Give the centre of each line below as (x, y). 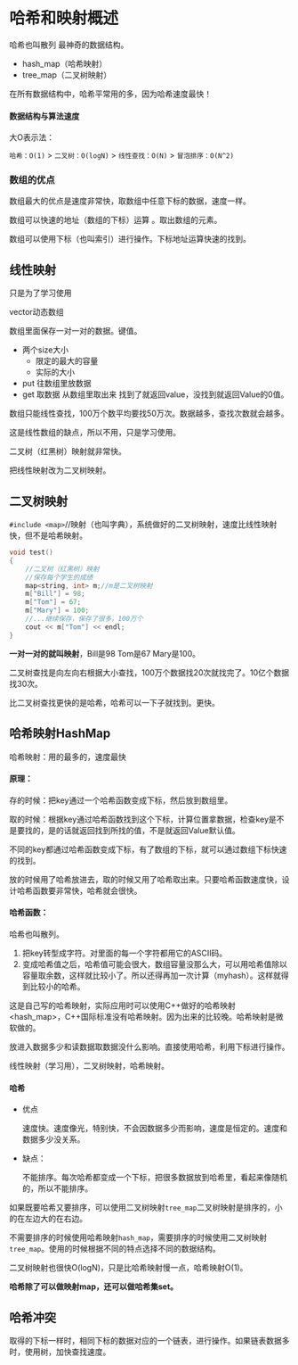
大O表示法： (32, 137)
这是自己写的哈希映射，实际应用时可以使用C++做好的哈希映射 (122, 1005)
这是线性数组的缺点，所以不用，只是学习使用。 (95, 433)
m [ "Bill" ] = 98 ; (56, 594)
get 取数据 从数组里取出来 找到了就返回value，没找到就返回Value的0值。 (155, 394)
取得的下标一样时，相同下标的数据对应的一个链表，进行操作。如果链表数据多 (149, 1340)
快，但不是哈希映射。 (48, 535)
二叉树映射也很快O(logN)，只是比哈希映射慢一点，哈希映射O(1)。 (129, 1268)
